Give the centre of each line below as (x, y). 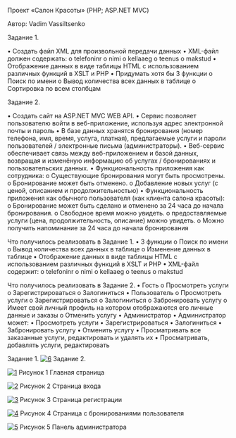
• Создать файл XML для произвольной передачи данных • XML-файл (113, 51)
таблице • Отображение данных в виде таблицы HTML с (93, 257)
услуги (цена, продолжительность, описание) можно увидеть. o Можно (116, 220)
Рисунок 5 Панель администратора (73, 427)
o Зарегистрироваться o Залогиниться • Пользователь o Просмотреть (114, 293)
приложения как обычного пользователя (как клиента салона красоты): (116, 198)
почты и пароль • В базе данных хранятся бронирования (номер (105, 131)
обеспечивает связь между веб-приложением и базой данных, (103, 153)
